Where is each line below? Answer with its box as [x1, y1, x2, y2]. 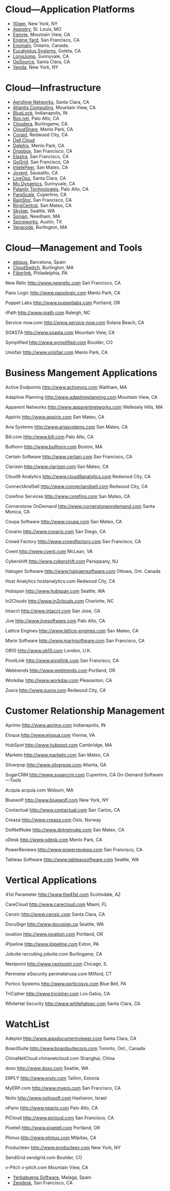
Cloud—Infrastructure [5, 82, 101, 94]
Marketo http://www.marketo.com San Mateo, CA [5, 752, 110, 758]
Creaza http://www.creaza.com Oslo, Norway [5, 817, 101, 823]
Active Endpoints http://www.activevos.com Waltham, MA [5, 384, 127, 390]
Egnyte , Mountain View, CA [12, 31, 71, 37]
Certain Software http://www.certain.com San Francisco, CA [5, 453, 133, 459]
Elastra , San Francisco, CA [12, 153, 69, 159]
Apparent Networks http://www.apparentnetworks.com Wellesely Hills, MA [5, 403, 163, 410]
